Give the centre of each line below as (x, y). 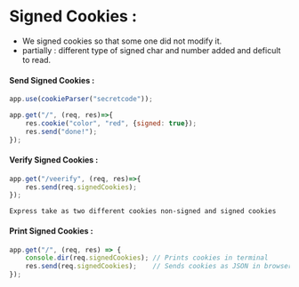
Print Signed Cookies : (51, 231)
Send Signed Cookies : (52, 80)
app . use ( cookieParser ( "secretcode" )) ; (81, 100)
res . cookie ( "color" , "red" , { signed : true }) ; (111, 123)
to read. (36, 60)
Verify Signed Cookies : (54, 160)
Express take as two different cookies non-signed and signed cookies (143, 211)
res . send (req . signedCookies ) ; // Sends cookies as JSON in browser (159, 267)
